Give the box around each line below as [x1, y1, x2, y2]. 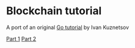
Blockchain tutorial [6, 4, 102, 18]
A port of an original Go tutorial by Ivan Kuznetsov [6, 24, 130, 31]
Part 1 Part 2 [6, 35, 36, 42]
